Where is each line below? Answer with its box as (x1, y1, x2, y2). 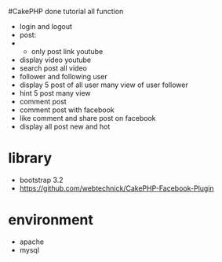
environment (8, 211, 94, 229)
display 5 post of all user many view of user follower (19, 80, 188, 89)
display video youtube (19, 55, 92, 64)
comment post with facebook (19, 105, 115, 115)
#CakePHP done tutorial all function (8, 7, 124, 16)
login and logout (19, 22, 73, 31)
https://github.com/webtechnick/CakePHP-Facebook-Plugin (19, 184, 214, 193)
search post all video (19, 64, 88, 73)
